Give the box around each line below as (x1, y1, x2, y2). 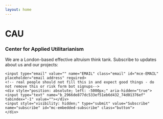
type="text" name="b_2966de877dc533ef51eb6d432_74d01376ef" (20, 93, 146, 98)
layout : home (5, 7, 32, 12)
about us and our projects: (5, 62, 59, 68)
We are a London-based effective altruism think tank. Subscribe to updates (5, 57, 157, 62)
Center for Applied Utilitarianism (5, 45, 84, 52)
